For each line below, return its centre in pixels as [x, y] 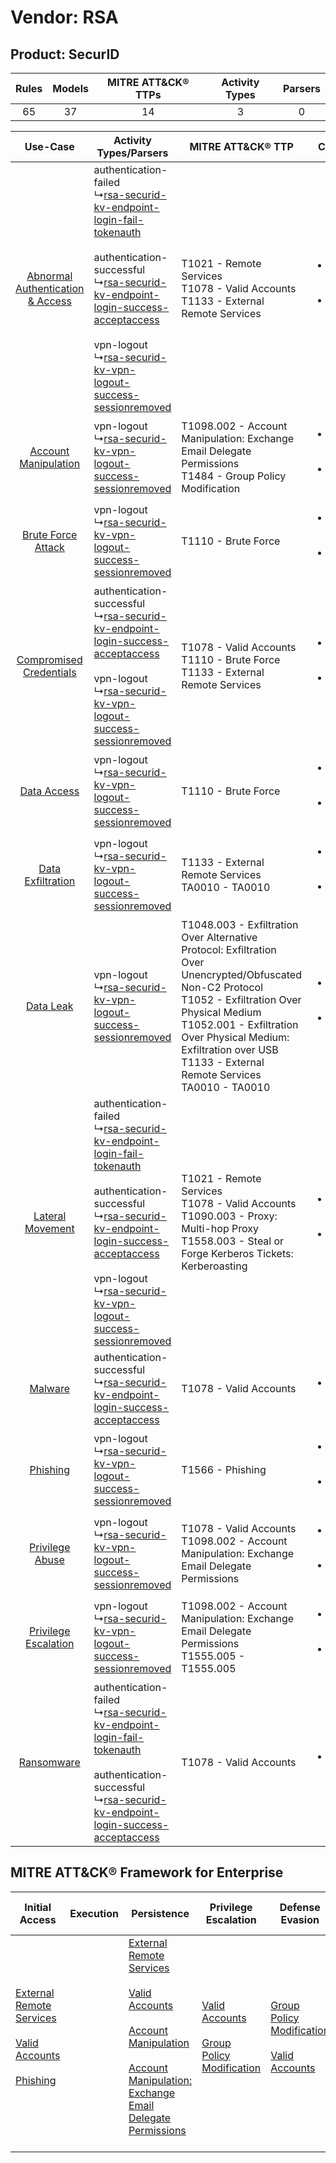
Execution [94, 1913]
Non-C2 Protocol [222, 987]
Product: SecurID [65, 54]
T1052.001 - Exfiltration [240, 1024]
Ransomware [49, 1762]
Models [70, 88]
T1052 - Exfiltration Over [241, 999]
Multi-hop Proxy [220, 1228]
